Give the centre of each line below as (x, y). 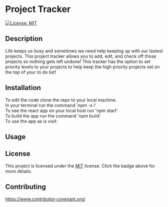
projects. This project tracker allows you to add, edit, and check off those (81, 56)
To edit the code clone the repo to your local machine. (61, 100)
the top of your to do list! (31, 72)
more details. (19, 171)
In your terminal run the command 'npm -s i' (51, 105)
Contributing (26, 187)
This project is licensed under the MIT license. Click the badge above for (80, 165)
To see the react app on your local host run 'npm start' (61, 110)
